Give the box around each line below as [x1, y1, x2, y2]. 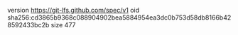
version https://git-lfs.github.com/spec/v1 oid [7, 6, 140, 14]
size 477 [50, 21, 76, 29]
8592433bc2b [7, 21, 50, 29]
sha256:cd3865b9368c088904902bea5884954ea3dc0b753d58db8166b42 [7, 13, 232, 22]
